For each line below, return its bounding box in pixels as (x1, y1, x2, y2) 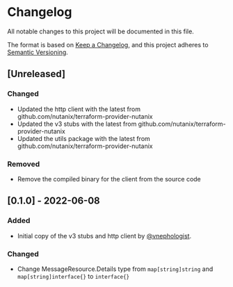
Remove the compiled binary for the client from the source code (17, 174, 202, 183)
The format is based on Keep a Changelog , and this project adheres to (7, 40, 209, 49)
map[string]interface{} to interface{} (17, 272, 130, 280)
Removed (7, 159, 40, 169)
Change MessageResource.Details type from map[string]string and (17, 265, 214, 273)
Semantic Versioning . (7, 48, 68, 56)
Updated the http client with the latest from (17, 105, 141, 113)
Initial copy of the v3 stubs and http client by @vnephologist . (17, 231, 192, 240)
